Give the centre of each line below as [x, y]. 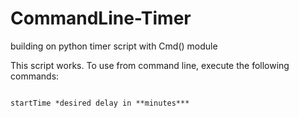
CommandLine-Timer [101, 18]
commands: [35, 76]
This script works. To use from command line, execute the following [150, 65]
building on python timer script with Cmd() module [114, 46]
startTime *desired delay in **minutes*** [100, 103]
